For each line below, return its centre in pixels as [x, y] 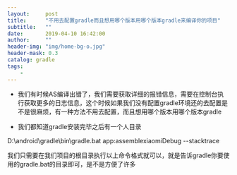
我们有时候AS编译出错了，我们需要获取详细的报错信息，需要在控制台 [117, 94]
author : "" [30, 40]
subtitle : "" [30, 27]
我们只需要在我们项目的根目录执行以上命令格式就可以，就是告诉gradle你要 [115, 155]
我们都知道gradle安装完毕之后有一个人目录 [79, 126]
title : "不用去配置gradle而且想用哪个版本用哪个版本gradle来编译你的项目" [114, 20]
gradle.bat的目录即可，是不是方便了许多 [78, 164]
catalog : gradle [31, 60]
